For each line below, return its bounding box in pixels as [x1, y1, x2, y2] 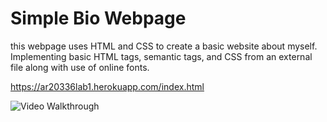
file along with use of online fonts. [10, 61, 150, 73]
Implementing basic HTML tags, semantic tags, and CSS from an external [10, 50, 313, 62]
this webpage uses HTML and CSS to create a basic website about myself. [10, 40, 318, 52]
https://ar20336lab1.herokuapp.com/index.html [10, 80, 205, 92]
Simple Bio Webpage [10, 7, 187, 30]
